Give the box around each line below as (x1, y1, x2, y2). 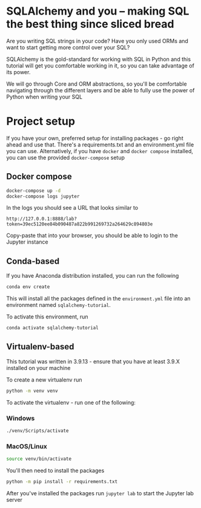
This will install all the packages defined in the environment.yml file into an (6, 295, 191, 302)
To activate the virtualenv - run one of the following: (6, 399, 136, 406)
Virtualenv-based (6, 342, 74, 352)
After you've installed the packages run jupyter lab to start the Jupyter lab (6, 489, 194, 496)
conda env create (6, 284, 50, 290)
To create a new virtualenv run (6, 376, 83, 383)
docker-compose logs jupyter (6, 193, 80, 199)
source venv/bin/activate (6, 456, 71, 462)
